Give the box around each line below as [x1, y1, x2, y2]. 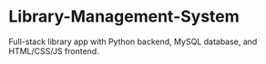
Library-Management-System [8, 6, 240, 27]
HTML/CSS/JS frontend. [8, 45, 99, 56]
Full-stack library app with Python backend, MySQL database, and [8, 36, 258, 47]
